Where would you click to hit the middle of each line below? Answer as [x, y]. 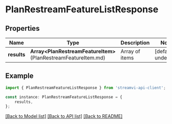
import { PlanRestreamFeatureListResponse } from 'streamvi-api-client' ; [86, 88]
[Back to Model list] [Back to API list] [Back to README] [64, 116]
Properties [23, 28]
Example [19, 76]
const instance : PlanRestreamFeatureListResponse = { [64, 97]
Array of [131, 51]
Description [135, 43]
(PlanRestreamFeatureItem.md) [68, 58]
